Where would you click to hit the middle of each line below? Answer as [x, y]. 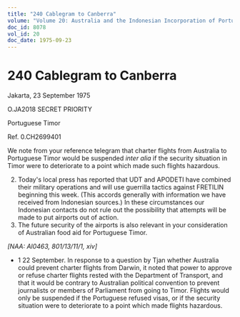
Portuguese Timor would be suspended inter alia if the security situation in [117, 158]
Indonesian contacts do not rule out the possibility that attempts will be [122, 210]
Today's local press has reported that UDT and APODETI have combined [124, 180]
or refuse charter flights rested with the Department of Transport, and [120, 276]
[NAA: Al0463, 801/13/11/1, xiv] [52, 246]
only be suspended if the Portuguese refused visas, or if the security [119, 298]
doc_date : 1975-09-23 [40, 41]
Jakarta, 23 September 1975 [49, 95]
